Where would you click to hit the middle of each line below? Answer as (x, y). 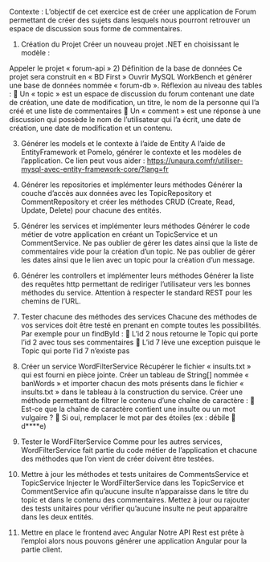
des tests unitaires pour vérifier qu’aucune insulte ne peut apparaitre (134, 508)
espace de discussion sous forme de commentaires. (96, 29)
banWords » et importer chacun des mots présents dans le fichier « (132, 383)
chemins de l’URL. (51, 301)
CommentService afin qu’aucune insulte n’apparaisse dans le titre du (135, 491)
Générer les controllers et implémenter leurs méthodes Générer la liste (137, 275)
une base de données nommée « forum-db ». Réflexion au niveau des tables (136, 85)
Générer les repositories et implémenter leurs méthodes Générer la (132, 185)
